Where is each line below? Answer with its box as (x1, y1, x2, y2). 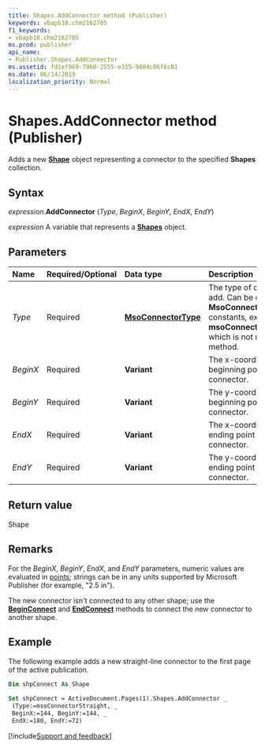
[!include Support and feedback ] (8, 731, 112, 740)
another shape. (8, 612, 58, 621)
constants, (208, 312, 248, 323)
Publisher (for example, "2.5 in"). (8, 580, 115, 590)
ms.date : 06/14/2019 (8, 70, 77, 78)
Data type (124, 269, 162, 280)
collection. (8, 163, 43, 172)
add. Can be (208, 292, 254, 303)
